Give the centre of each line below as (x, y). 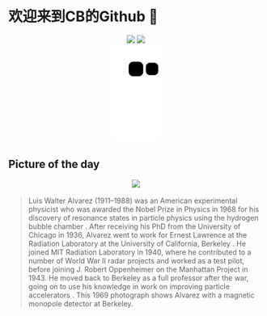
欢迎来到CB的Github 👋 (83, 17)
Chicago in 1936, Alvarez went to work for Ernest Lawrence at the (138, 234)
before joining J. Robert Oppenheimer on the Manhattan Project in (138, 269)
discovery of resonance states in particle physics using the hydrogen (143, 217)
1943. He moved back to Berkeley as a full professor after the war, (138, 278)
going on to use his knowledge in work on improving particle (129, 286)
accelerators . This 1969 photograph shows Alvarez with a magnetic (141, 295)
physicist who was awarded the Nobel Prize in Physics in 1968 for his (144, 209)
